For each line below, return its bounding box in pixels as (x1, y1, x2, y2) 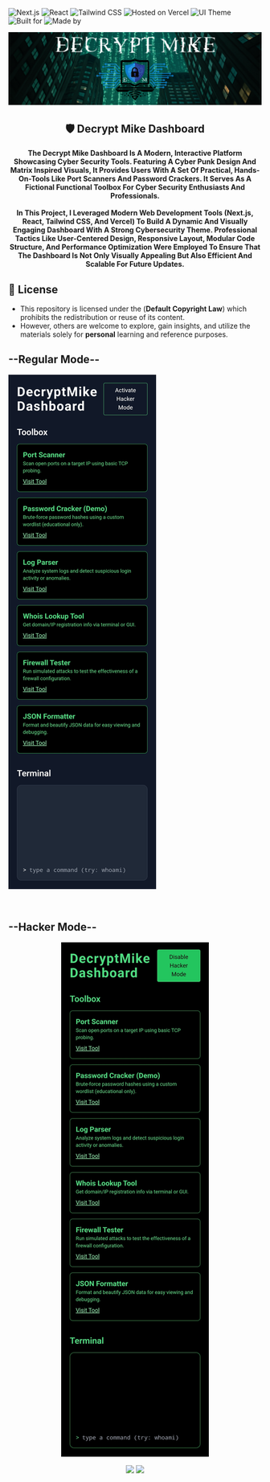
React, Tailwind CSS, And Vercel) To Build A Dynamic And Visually (22, 217, 248, 227)
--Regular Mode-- (8, 353, 100, 366)
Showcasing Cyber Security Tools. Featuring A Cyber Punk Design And (13, 157, 257, 166)
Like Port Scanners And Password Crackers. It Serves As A (51, 174, 252, 184)
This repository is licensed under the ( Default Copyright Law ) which (19, 304, 247, 313)
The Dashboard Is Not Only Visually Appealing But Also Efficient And (17, 251, 253, 260)
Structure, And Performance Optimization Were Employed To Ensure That (9, 242, 261, 252)
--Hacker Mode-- (8, 920, 97, 934)
